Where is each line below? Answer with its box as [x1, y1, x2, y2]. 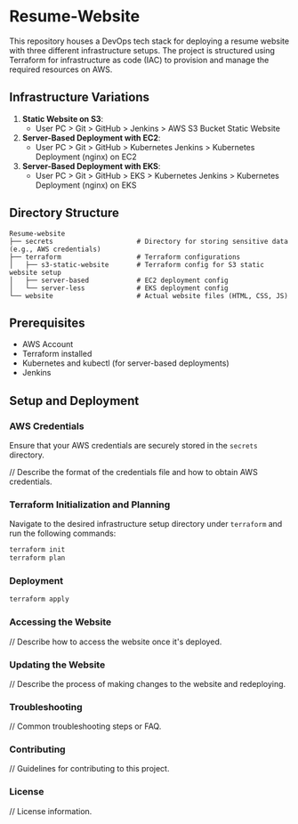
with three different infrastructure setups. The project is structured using [9, 44, 276, 55]
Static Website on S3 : [21, 113, 104, 124]
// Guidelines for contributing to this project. [9, 763, 170, 774]
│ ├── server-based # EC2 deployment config [9, 276, 229, 285]
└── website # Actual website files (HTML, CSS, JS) [9, 291, 289, 300]
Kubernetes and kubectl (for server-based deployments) [21, 358, 230, 368]
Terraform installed [21, 349, 93, 359]
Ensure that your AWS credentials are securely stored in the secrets [9, 440, 258, 451]
